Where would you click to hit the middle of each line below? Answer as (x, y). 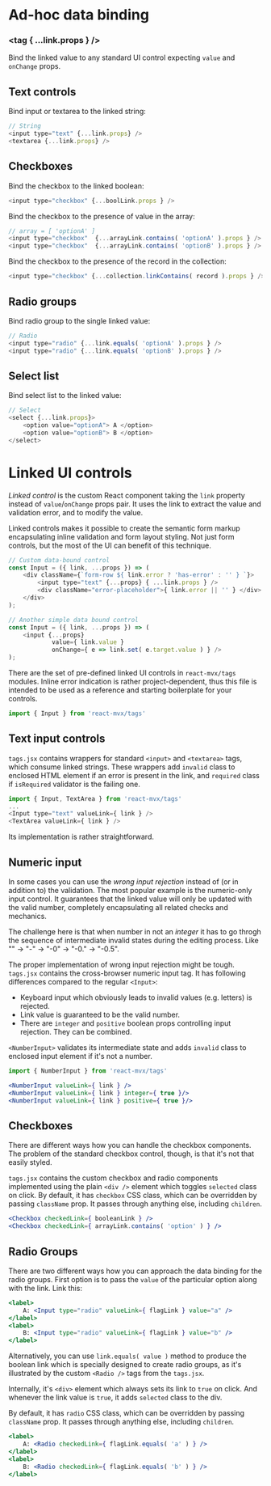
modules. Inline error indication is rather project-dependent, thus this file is (133, 682)
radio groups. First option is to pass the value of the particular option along (133, 1279)
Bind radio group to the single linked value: (79, 320)
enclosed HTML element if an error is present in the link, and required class (134, 775)
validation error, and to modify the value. (76, 512)
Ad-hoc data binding (79, 15)
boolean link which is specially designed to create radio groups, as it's (125, 1365)
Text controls (42, 92)
